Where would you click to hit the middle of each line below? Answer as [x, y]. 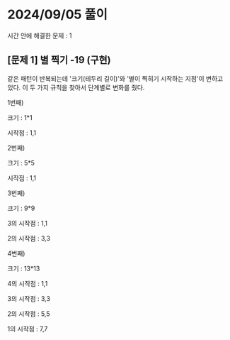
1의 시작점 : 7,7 [28, 329]
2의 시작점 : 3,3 [29, 238]
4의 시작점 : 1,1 [28, 283]
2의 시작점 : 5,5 [29, 314]
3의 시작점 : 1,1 [28, 223]
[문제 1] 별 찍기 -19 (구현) [59, 60]
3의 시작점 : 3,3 [29, 298]
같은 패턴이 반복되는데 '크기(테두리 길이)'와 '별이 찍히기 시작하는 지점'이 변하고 [115, 78]
